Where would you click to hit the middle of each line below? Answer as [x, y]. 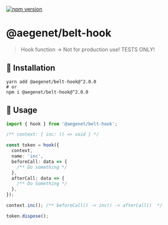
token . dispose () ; [28, 216]
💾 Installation [31, 68]
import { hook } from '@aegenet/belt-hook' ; [62, 124]
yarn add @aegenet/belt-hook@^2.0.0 [51, 82]
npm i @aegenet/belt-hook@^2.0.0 [47, 92]
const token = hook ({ [33, 145]
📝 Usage [22, 110]
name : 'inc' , [28, 156]
